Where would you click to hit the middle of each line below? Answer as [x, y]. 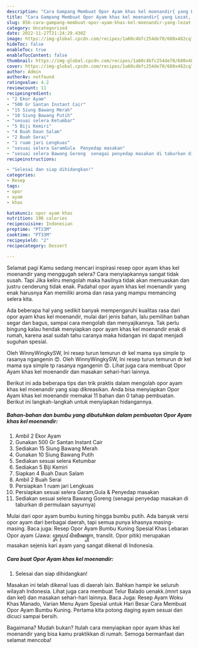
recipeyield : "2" [28, 240]
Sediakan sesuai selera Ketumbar [56, 461]
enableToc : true [26, 50]
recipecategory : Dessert [37, 246]
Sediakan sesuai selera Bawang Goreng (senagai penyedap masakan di [102, 498]
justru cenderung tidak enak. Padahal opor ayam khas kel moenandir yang [97, 286]
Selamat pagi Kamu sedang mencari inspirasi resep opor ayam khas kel [93, 267]
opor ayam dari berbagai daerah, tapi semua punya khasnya [79, 522]
